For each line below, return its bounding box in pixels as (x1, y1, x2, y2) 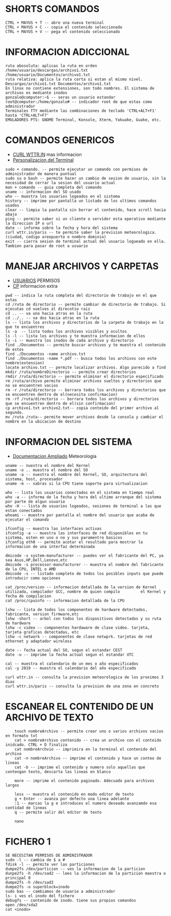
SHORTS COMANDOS (5, 3, 100, 15)
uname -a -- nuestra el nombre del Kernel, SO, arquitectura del (5, 472, 147, 477)
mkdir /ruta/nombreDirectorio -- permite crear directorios (5, 369, 137, 375)
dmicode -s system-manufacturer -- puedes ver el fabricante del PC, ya (5, 553, 164, 558)
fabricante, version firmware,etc (5, 611, 79, 616)
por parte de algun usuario (5, 499, 66, 504)
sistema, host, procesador (5, 477, 63, 482)
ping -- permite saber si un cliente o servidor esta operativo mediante (5, 216, 166, 221)
